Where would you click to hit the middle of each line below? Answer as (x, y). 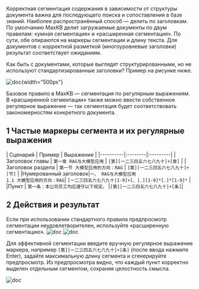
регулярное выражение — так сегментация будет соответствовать (92, 106)
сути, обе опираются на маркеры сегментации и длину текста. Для (92, 40)
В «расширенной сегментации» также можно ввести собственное (91, 100)
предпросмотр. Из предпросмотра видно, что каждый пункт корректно (97, 262)
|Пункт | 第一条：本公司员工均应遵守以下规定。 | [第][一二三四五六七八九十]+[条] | (95, 186)
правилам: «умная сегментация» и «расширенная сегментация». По (94, 34)
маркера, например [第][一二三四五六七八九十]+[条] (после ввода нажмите (97, 249)
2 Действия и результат (53, 205)
